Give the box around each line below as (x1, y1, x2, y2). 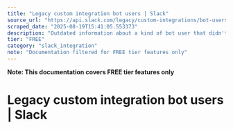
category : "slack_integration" (7, 42, 98, 49)
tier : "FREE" (7, 36, 45, 43)
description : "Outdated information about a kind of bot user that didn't (7, 29, 228, 37)
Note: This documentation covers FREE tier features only (7, 67, 175, 76)
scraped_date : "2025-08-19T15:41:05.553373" (7, 23, 138, 30)
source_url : (7, 17, 42, 24)
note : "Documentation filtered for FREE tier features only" (7, 49, 188, 56)
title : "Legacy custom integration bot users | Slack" (7, 10, 169, 17)
